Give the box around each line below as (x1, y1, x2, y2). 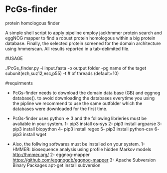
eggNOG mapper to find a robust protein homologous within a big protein (5, 35, 156, 41)
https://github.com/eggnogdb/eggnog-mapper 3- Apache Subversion (12, 156, 156, 163)
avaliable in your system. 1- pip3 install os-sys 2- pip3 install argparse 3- (12, 120, 162, 126)
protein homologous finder (5, 20, 60, 26)
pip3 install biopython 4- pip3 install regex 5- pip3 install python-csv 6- (12, 126, 160, 132)
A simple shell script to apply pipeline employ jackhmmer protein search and (5, 29, 162, 35)
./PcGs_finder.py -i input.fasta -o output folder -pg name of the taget (5, 65, 147, 71)
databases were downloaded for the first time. (12, 105, 108, 111)
